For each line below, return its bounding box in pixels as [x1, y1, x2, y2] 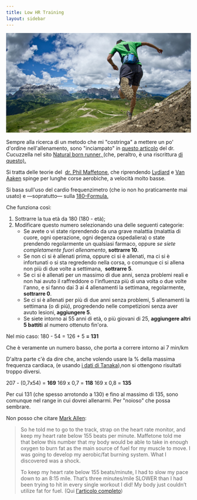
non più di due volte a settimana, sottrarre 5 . [23, 265, 133, 272]
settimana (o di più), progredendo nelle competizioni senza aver [23, 303, 178, 310]
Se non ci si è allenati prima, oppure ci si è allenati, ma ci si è [23, 253, 170, 260]
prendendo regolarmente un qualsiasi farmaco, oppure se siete [23, 240, 176, 247]
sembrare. [6, 403, 31, 410]
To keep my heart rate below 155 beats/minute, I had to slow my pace [20, 468, 189, 475]
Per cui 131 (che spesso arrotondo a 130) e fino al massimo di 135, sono [6, 391, 179, 398]
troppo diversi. [6, 368, 42, 375]
